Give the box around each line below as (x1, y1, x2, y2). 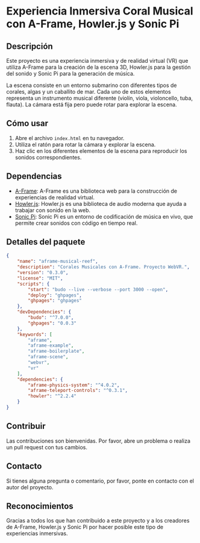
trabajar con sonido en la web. (14, 207, 91, 214)
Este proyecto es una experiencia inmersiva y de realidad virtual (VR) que (6, 57, 189, 64)
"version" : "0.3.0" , (17, 270, 69, 276)
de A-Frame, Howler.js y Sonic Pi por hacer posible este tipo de (6, 524, 164, 531)
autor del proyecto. (6, 483, 54, 490)
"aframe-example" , (28, 342, 74, 349)
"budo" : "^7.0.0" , (28, 315, 74, 321)
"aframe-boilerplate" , (28, 349, 85, 355)
